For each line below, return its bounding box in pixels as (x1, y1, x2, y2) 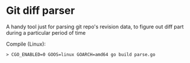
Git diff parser (6, 4, 75, 17)
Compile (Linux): (6, 40, 46, 47)
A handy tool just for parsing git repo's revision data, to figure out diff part (6, 23, 184, 30)
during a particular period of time (6, 29, 86, 36)
